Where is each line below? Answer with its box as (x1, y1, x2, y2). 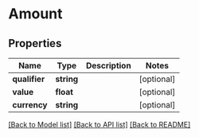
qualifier (12, 73, 45, 84)
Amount (8, 5, 63, 23)
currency (12, 100, 48, 110)
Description (86, 61, 131, 71)
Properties (8, 37, 62, 50)
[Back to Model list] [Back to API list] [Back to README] (8, 120, 191, 129)
